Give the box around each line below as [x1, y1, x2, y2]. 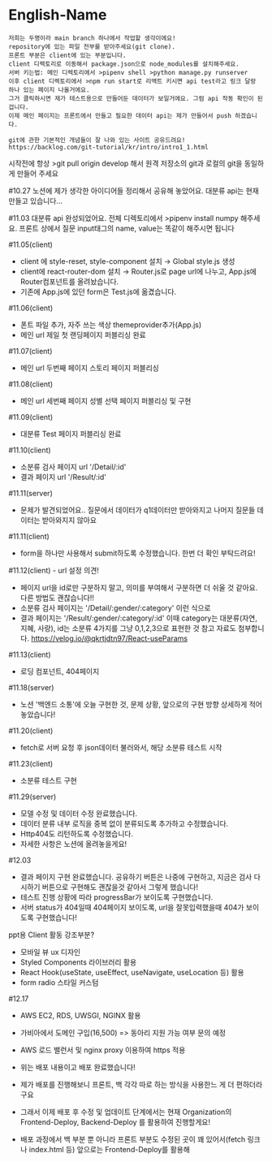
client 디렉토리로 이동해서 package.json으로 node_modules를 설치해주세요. [8, 59, 240, 68]
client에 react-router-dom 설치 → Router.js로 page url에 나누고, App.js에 [19, 266, 257, 276]
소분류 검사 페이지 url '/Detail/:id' [19, 461, 127, 472]
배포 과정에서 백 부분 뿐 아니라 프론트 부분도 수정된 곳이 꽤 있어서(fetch [19, 1134, 246, 1144]
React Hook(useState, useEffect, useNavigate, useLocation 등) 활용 [19, 967, 245, 977]
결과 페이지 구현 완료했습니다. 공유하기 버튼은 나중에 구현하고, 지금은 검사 [19, 871, 253, 882]
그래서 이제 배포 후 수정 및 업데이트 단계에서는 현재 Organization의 [19, 1107, 232, 1117]
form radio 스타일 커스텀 [19, 977, 99, 987]
